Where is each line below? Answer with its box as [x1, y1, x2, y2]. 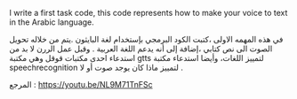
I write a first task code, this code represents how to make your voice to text [9, 8, 288, 18]
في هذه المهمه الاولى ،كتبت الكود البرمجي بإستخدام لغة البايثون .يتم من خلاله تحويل [9, 34, 284, 44]
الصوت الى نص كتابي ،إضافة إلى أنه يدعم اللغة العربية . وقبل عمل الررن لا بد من [9, 43, 273, 54]
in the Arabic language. [9, 17, 95, 27]
